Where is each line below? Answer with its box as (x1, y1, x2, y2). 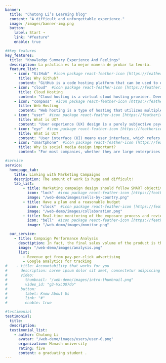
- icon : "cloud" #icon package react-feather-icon (14, 85, 123, 90)
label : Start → (14, 30, 45, 35)
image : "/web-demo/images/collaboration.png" (27, 208, 123, 214)
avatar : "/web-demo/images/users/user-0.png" (18, 337, 114, 342)
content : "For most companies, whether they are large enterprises (18, 149, 161, 155)
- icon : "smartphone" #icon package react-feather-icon (14, 140, 134, 145)
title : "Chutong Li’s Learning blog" (9, 12, 87, 17)
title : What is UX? (18, 117, 58, 122)
